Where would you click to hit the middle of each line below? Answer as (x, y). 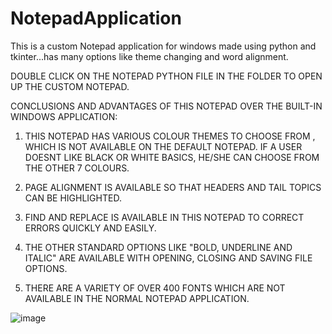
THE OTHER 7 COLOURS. (77, 168)
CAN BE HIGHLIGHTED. (73, 198)
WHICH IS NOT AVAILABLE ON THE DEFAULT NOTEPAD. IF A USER (163, 146)
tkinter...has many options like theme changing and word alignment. (149, 56)
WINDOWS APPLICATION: (64, 116)
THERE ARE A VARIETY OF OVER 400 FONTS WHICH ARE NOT (155, 288)
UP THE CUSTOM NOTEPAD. (70, 86)
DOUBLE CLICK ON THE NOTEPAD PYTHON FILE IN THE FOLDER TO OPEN (166, 76)
